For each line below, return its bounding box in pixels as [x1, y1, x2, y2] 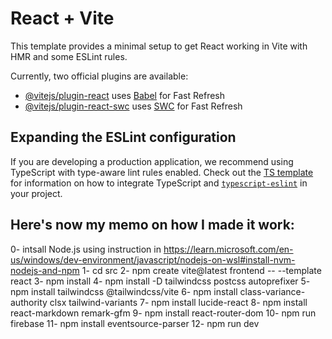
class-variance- [239, 285, 306, 297]
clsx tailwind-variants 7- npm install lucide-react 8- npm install [49, 296, 308, 308]
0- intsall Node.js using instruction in [10, 243, 162, 255]
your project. [10, 187, 63, 199]
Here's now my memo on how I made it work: [10, 217, 295, 234]
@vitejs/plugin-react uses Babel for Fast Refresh [24, 89, 226, 101]
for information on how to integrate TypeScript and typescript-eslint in [10, 177, 308, 189]
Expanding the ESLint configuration [10, 129, 237, 146]
